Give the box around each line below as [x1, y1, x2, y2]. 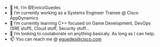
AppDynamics [9, 15, 38, 21]
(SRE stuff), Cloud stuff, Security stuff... [9, 25, 90, 31]
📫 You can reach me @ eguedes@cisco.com [9, 36, 102, 42]
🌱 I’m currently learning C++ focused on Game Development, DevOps [9, 20, 151, 26]
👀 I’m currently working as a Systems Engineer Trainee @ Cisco [9, 10, 139, 16]
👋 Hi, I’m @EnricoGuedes [9, 5, 61, 10]
